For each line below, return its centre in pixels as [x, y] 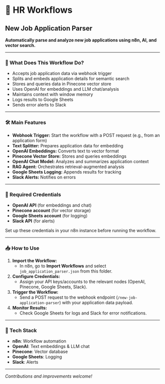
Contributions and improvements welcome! [49, 376]
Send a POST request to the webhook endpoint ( [69, 297]
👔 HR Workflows [39, 10]
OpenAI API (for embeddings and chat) [52, 205]
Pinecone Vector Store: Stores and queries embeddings [69, 156]
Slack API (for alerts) [33, 221]
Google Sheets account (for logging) [50, 215]
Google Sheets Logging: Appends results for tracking [67, 172]
